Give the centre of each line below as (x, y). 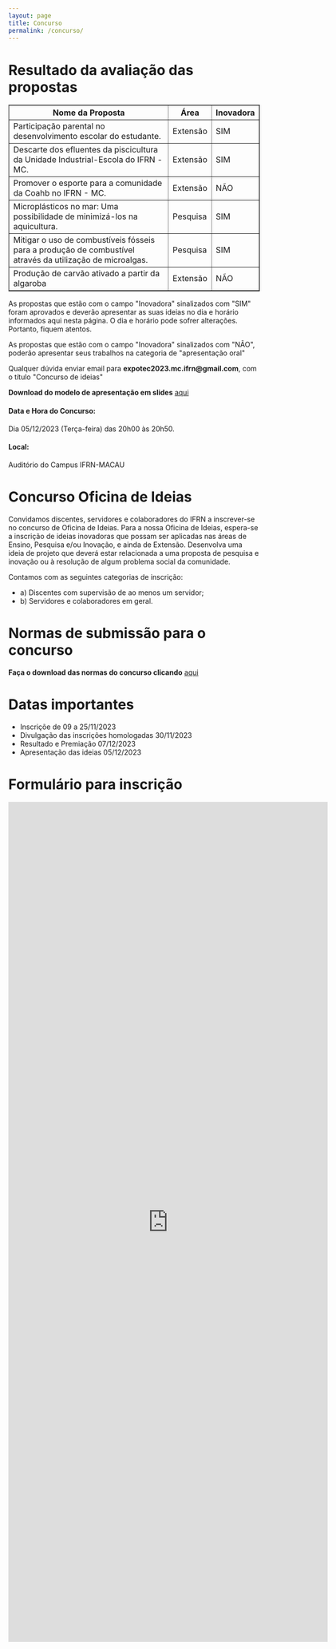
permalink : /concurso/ (46, 30)
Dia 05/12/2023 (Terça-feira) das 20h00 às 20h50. (92, 429)
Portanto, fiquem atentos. (50, 329)
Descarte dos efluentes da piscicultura (85, 150)
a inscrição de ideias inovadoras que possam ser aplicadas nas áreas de (128, 536)
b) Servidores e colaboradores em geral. (86, 601)
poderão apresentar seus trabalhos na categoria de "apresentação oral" (127, 353)
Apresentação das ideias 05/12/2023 (81, 752)
